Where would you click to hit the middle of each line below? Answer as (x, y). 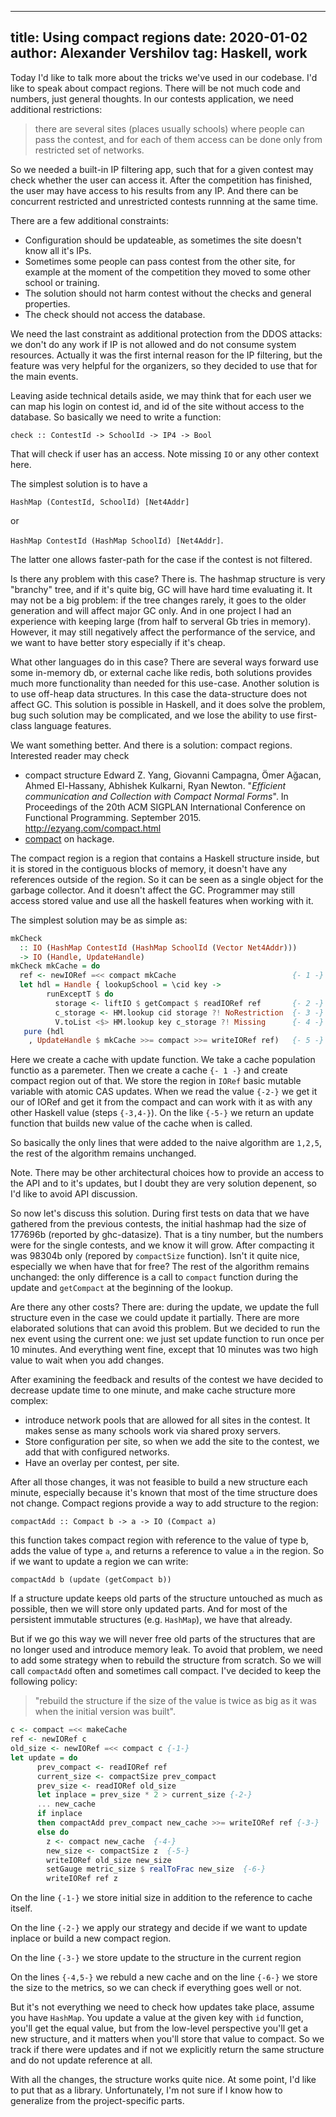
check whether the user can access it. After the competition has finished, (161, 180)
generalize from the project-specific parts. (97, 2101)
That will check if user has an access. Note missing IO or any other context (164, 453)
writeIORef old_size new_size (109, 1860)
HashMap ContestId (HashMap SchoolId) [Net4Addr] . (117, 540)
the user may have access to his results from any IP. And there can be (154, 190)
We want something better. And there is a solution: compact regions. (151, 745)
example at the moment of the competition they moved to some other (167, 272)
